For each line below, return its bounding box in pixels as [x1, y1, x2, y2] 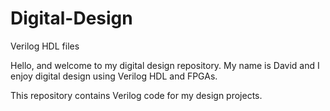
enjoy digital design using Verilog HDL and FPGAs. [10, 70, 218, 82]
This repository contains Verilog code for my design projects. [10, 89, 263, 101]
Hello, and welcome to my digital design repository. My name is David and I [10, 59, 320, 71]
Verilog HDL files [10, 40, 80, 52]
